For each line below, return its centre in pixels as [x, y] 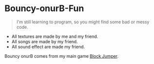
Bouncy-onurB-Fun [44, 8]
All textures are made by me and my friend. [55, 36]
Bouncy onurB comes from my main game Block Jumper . [61, 56]
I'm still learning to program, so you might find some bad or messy [83, 22]
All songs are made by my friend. [45, 41]
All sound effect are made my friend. [48, 47]
